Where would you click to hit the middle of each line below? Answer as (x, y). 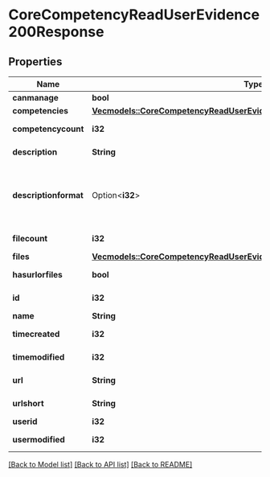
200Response (56, 32)
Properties (35, 62)
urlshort (28, 403)
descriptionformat (48, 195)
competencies (40, 111)
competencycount (48, 129)
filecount (30, 238)
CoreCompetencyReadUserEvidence (134, 15)
